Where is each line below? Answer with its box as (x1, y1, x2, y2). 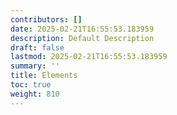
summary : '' (10, 61, 60, 71)
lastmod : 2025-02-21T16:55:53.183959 (10, 52, 168, 62)
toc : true (10, 80, 52, 90)
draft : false (10, 42, 65, 53)
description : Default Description (10, 33, 155, 43)
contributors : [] (10, 14, 83, 25)
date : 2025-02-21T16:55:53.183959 (10, 24, 155, 34)
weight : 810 (10, 89, 60, 99)
